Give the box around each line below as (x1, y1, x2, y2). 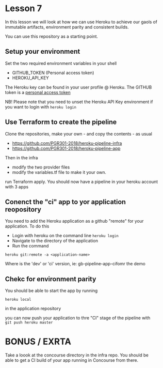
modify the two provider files (12, 164, 70, 170)
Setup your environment (5, 47, 80, 56)
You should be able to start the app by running (5, 288, 98, 293)
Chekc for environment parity (5, 275, 97, 283)
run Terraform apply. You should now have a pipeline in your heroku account (5, 179, 158, 184)
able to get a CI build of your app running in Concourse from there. (5, 357, 139, 363)
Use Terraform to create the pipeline (5, 118, 117, 126)
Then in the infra (5, 154, 38, 160)
